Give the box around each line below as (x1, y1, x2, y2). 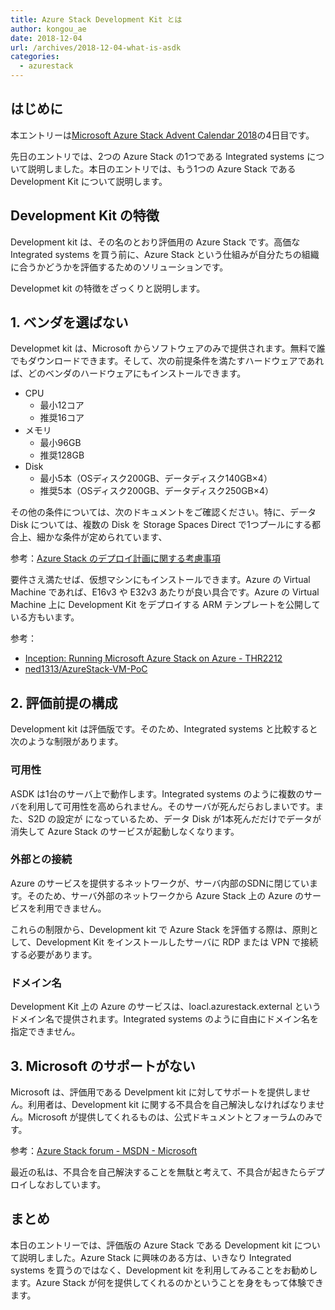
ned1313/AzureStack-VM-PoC (24, 663, 148, 675)
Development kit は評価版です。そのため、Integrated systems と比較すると (10, 723, 318, 735)
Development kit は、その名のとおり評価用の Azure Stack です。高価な (10, 236, 301, 248)
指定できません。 (10, 1026, 81, 1038)
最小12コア (39, 399, 85, 411)
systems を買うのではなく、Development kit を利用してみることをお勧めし (10, 1264, 318, 1276)
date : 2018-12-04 (10, 33, 83, 43)
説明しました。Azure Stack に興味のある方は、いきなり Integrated (18, 1251, 292, 1263)
